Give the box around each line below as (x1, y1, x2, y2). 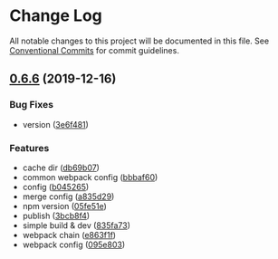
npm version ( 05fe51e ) (22, 200, 107, 211)
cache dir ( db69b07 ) (22, 162, 100, 173)
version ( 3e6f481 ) (22, 119, 89, 129)
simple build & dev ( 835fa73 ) (22, 219, 131, 231)
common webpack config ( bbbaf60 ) (22, 171, 158, 182)
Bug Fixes (9, 99, 54, 111)
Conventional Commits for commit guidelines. (9, 44, 179, 55)
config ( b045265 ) (22, 181, 90, 192)
